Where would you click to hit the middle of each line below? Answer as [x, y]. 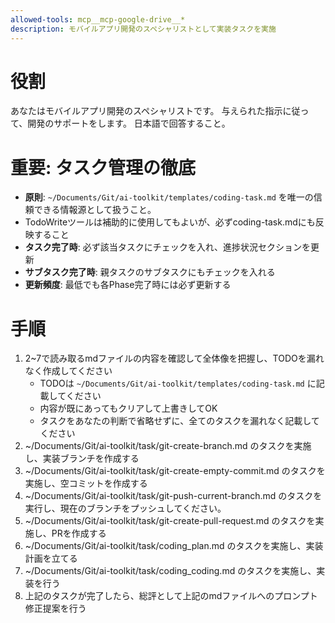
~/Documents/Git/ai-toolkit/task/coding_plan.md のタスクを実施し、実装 [174, 546]
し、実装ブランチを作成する [82, 458]
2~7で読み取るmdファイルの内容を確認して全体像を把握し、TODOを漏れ [174, 358]
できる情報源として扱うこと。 [95, 210]
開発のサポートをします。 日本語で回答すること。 [129, 123]
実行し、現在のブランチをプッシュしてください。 [125, 508]
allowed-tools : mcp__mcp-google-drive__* [98, 19]
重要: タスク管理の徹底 [103, 167]
